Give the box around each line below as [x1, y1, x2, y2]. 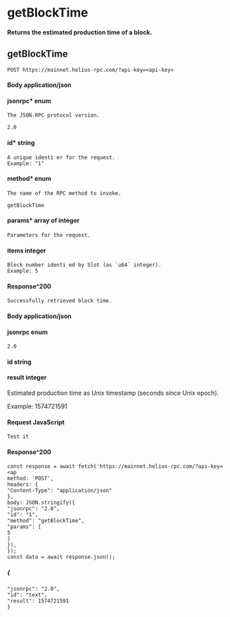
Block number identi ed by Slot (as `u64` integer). [7, 262, 162, 268]
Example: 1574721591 [7, 402, 67, 410]
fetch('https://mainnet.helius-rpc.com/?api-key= [78, 463, 224, 470]
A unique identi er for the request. [7, 154, 116, 161]
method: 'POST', [7, 475, 54, 482]
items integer [7, 246, 46, 255]
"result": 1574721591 [7, 598, 70, 605]
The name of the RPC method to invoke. [7, 190, 122, 197]
